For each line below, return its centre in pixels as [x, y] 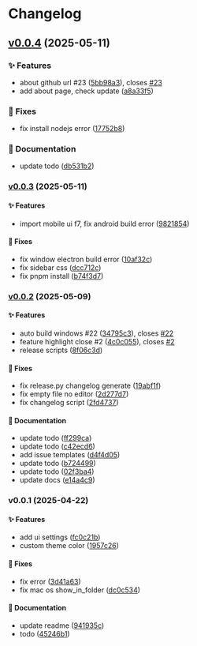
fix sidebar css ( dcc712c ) [60, 267]
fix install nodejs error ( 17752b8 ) [72, 129]
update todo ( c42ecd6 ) [58, 446]
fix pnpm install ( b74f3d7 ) [61, 276]
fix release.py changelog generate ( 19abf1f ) [90, 386]
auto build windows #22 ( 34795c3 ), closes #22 [97, 333]
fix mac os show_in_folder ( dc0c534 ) [80, 590]
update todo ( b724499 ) [58, 464]
